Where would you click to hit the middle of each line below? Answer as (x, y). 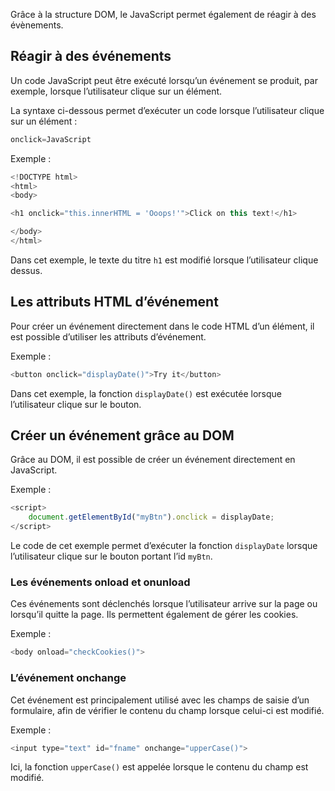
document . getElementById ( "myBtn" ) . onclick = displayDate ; (151, 517)
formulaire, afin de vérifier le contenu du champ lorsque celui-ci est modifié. (167, 710)
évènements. (37, 25)
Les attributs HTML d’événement (114, 302)
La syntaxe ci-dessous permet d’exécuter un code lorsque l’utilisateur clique (167, 110)
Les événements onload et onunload (100, 582)
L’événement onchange (68, 678)
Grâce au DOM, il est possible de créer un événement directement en (153, 460)
